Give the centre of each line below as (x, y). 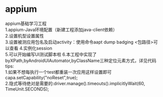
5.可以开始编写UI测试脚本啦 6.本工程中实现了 (51, 54)
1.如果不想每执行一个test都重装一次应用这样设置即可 (58, 72)
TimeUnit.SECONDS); (27, 89)
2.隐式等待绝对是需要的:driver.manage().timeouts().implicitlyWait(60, (75, 83)
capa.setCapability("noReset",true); (41, 77)
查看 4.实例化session (31, 48)
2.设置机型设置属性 (25, 36)
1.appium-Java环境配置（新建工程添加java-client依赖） (61, 29)
